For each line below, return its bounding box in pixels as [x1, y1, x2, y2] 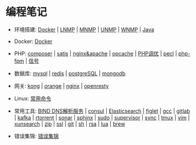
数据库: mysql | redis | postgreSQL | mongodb [14, 70, 126, 77]
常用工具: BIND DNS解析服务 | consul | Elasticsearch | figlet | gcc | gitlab [14, 107, 190, 114]
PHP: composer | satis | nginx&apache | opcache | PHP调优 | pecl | [14, 50, 178, 57]
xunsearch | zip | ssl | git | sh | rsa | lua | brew [14, 120, 125, 127]
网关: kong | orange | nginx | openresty [14, 82, 109, 89]
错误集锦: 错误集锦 [14, 132, 59, 139]
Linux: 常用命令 [14, 95, 51, 102]
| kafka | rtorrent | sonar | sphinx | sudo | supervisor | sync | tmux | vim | [14, 114, 190, 121]
